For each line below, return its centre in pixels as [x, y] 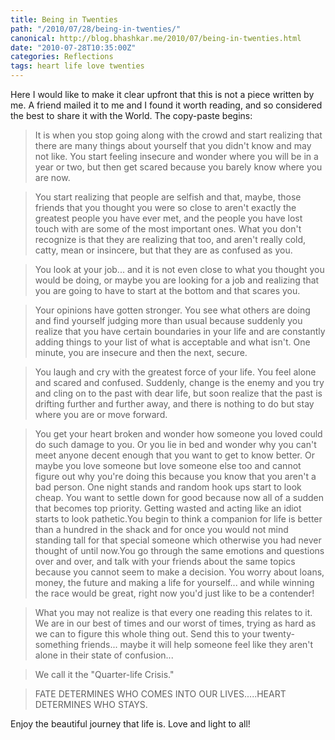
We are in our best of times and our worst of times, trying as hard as [175, 623]
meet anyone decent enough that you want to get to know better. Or [174, 455]
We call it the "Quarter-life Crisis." [104, 674]
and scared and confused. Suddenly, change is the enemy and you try [179, 382]
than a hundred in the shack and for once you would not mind [161, 529]
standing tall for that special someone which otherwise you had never [178, 540]
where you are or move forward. [101, 414]
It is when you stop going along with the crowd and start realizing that [178, 135]
